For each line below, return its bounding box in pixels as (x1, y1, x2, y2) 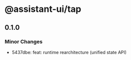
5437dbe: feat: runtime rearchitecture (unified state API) (11, 49, 127, 55)
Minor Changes (4, 38, 43, 45)
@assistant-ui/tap (4, 3, 81, 15)
